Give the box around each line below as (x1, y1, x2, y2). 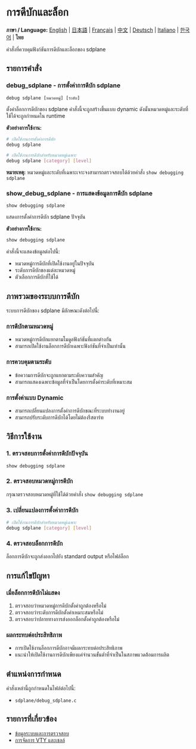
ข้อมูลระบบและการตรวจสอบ (14, 729, 70, 737)
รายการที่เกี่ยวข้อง (6, 714, 57, 724)
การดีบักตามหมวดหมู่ (6, 322, 54, 331)
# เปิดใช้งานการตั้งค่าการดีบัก (6, 136, 55, 142)
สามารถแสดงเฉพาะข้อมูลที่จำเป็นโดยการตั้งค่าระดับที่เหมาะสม (14, 378, 132, 385)
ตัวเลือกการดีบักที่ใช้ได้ (14, 273, 58, 280)
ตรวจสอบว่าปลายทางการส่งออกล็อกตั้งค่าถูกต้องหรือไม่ (14, 615, 120, 622)
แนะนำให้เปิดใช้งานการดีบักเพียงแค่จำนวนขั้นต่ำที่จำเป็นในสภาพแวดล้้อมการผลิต (14, 651, 170, 658)
